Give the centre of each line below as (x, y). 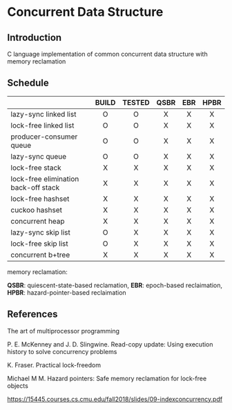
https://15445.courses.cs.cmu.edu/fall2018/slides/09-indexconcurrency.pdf (115, 399)
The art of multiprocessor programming (63, 331)
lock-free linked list (42, 125)
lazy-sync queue (39, 156)
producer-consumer (44, 137)
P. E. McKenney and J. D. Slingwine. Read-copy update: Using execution (110, 344)
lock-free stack (36, 168)
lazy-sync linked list (43, 114)
